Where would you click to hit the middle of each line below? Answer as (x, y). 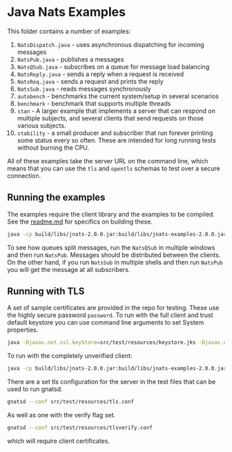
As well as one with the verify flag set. (61, 415)
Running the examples (56, 198)
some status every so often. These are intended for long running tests (116, 140)
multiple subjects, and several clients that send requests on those (110, 118)
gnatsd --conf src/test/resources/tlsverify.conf (80, 428)
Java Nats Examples (67, 12)
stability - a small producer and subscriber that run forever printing (115, 133)
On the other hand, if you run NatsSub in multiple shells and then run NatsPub (115, 262)
